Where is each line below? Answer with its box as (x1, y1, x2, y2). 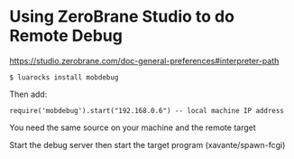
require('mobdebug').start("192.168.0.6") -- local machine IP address (9, 106, 284, 115)
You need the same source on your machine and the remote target (9, 122, 257, 133)
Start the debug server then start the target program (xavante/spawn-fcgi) (9, 139, 286, 150)
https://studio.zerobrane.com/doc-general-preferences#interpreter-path (9, 55, 280, 66)
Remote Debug (9, 25, 124, 46)
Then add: (9, 89, 48, 99)
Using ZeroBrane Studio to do (9, 6, 234, 27)
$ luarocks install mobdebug (9, 72, 119, 82)
